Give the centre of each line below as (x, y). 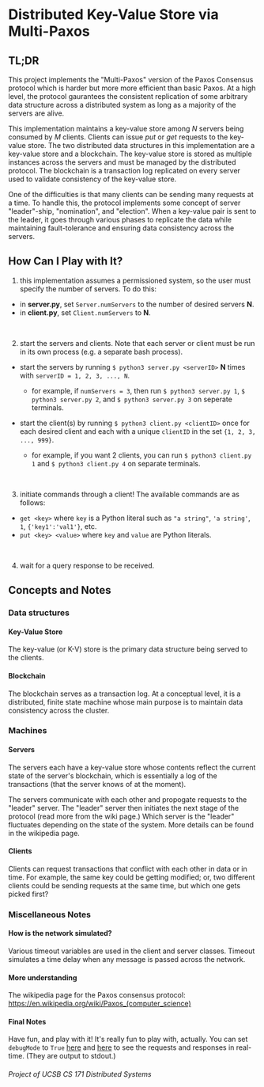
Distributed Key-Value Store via (113, 15)
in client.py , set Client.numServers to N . (85, 312)
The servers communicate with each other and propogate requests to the (128, 799)
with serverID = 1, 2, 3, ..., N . (75, 375)
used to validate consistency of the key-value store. (92, 179)
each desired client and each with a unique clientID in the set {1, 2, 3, (138, 431)
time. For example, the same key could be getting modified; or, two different (132, 877)
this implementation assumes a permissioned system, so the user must (135, 280)
